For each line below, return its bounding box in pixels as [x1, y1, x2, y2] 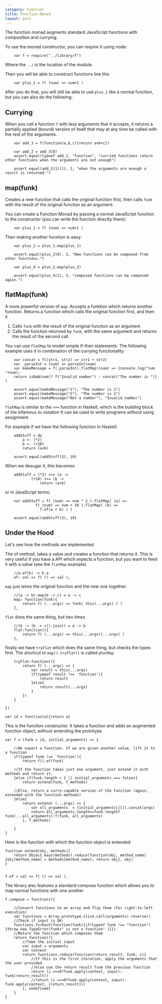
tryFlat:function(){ [14, 659, 55, 664]
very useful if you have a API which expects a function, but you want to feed [5, 556, 158, 562]
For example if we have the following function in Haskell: [5, 424, 118, 430]
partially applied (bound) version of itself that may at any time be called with [5, 127, 157, 132]
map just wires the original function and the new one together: [5, 583, 128, 589]
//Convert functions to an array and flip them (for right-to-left [14, 905, 153, 910]
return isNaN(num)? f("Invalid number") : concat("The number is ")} [14, 374, 158, 379]
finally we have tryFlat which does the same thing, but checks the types [5, 644, 151, 650]
